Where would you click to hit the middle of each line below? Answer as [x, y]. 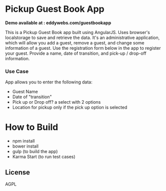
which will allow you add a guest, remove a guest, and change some [75, 42]
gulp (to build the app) [35, 152]
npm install [24, 141]
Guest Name [25, 92]
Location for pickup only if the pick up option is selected [70, 108]
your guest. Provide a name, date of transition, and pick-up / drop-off [76, 53]
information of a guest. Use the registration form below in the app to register [83, 48]
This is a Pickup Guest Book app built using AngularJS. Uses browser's [78, 32]
